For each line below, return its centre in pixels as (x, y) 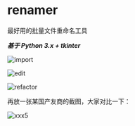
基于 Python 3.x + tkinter (44, 45)
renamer (33, 10)
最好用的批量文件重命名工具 (47, 30)
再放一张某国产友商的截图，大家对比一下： (69, 101)
